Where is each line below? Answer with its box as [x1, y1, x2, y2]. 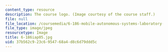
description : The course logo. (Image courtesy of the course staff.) [5, 12, 155, 17]
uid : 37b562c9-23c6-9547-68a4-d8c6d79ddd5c [5, 40, 97, 45]
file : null [5, 16, 28, 21]
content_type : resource [5, 7, 55, 12]
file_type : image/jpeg [5, 26, 52, 31]
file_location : [5, 21, 37, 26]
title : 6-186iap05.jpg [5, 35, 52, 40]
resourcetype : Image [5, 30, 48, 35]
